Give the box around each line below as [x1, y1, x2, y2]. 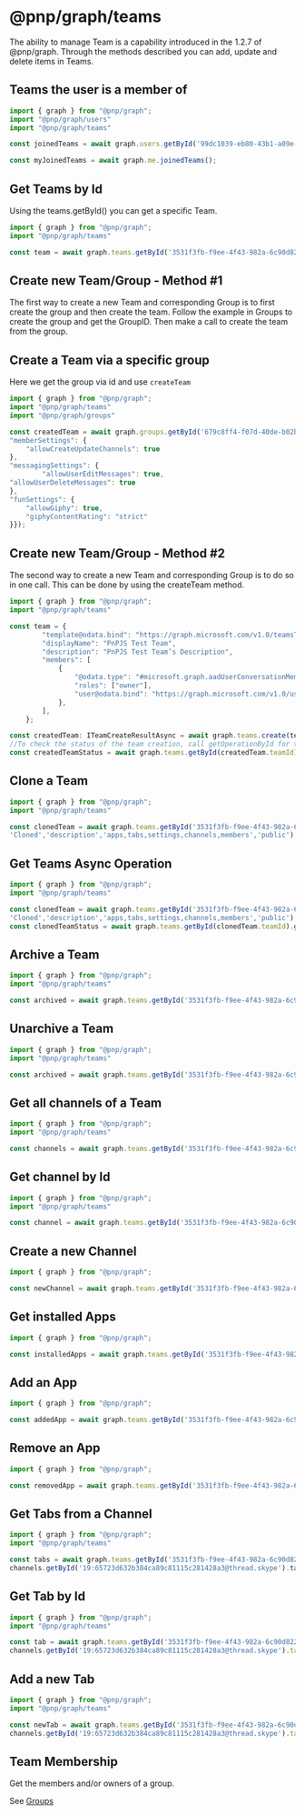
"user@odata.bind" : [74, 689, 148, 698]
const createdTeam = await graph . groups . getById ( [9, 427, 202, 436]
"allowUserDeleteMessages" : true [9, 478, 136, 487]
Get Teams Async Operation [9, 856, 172, 871]
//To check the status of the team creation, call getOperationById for [9, 739, 290, 749]
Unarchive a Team [9, 1021, 114, 1037]
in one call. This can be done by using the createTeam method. [9, 579, 245, 590]
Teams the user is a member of [9, 82, 188, 97]
